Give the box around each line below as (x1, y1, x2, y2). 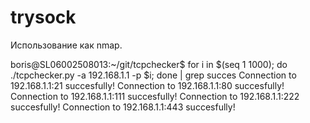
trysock (10, 6, 77, 29)
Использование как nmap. (10, 39, 123, 51)
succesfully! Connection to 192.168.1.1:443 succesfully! (10, 101, 236, 113)
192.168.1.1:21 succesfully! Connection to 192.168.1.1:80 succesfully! (10, 79, 285, 91)
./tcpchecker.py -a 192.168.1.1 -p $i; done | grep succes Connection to (10, 69, 297, 81)
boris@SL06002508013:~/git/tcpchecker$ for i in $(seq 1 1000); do (10, 58, 288, 70)
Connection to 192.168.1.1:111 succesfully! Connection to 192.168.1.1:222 (10, 90, 300, 102)
